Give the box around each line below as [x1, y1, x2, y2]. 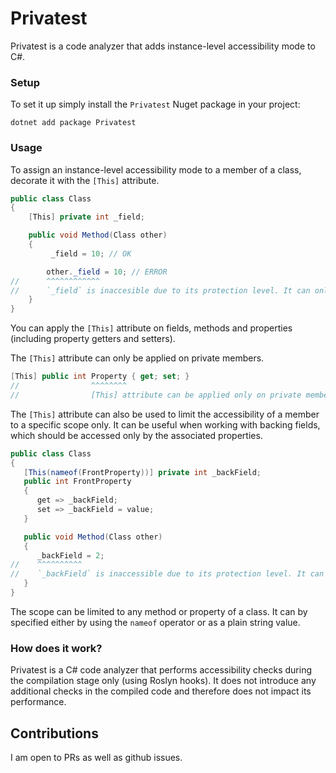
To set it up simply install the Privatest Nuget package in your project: [10, 98, 301, 111]
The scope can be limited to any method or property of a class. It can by [10, 605, 308, 617]
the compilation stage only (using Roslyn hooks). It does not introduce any [10, 675, 317, 687]
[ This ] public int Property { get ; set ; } [10, 372, 190, 382]
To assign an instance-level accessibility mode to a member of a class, [10, 163, 302, 176]
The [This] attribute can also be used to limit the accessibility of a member [10, 408, 320, 420]
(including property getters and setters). [10, 333, 176, 345]
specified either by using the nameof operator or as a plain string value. [10, 616, 301, 628]
